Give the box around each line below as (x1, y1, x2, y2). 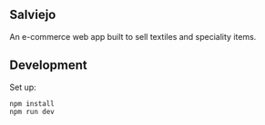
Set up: (9, 82, 36, 92)
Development (9, 58, 88, 73)
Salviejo (9, 7, 56, 23)
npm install (9, 99, 55, 108)
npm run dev (9, 107, 55, 116)
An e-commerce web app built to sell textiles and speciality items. (9, 31, 257, 42)
